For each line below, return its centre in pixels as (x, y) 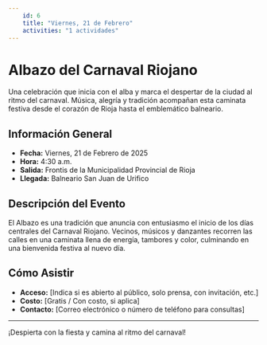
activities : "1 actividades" (71, 30)
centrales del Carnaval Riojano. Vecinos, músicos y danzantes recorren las (130, 231)
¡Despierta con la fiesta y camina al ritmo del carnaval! (97, 332)
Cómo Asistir (41, 273)
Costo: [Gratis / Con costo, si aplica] (80, 300)
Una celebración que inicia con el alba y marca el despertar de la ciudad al (130, 92)
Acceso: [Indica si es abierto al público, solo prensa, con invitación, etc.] (139, 292)
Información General (60, 133)
